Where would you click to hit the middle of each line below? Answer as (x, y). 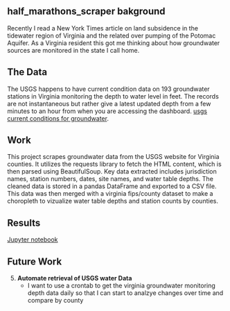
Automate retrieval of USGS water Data (74, 278)
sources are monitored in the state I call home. (73, 50)
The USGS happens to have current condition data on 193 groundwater (108, 89)
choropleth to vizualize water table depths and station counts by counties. (113, 201)
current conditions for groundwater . (58, 118)
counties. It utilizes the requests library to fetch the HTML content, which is (114, 164)
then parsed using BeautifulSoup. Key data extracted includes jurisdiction (112, 171)
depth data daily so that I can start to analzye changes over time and (125, 293)
